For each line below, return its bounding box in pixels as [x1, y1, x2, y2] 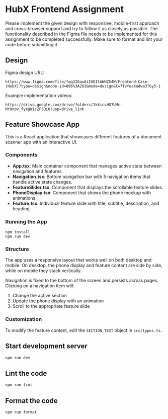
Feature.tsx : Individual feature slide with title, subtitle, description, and [12, 200, 159, 206]
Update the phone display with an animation [12, 298, 104, 304]
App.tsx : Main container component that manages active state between [12, 162, 162, 169]
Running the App [5, 218, 47, 225]
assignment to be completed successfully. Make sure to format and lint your [5, 36, 163, 42]
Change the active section [12, 293, 67, 299]
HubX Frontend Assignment [5, 4, 124, 15]
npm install [5, 230, 30, 235]
